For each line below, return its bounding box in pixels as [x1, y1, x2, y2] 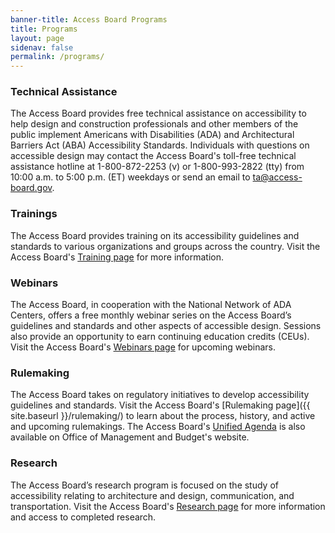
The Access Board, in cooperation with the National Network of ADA [10, 299, 292, 311]
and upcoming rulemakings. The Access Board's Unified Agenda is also [10, 421, 306, 433]
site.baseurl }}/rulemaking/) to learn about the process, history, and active [10, 410, 316, 422]
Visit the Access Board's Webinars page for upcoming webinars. [10, 341, 276, 353]
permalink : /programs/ [10, 52, 105, 62]
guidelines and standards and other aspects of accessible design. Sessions [10, 320, 322, 332]
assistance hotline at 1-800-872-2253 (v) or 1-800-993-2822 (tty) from [10, 161, 305, 173]
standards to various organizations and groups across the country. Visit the [10, 240, 321, 252]
